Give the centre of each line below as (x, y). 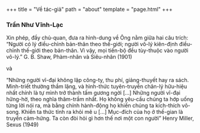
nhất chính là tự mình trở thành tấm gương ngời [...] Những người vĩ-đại (93, 93)
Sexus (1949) (22, 125)
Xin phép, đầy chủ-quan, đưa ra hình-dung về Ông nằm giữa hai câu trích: (97, 38)
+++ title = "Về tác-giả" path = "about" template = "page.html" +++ (90, 9)
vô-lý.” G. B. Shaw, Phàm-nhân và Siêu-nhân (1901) (69, 57)
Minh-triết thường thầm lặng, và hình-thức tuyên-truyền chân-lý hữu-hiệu (97, 86)
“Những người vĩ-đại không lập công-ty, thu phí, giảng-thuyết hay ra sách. (98, 80)
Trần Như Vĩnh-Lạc (35, 25)
